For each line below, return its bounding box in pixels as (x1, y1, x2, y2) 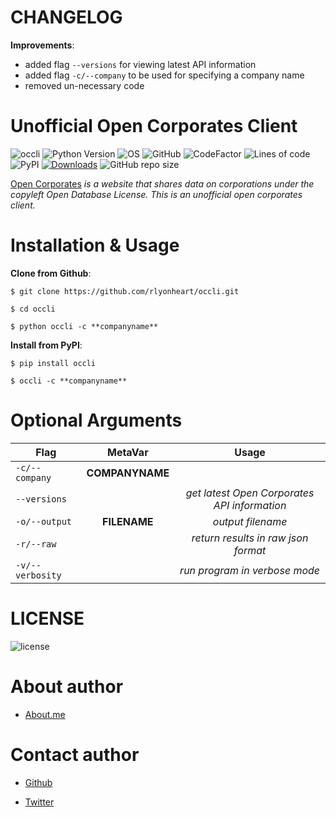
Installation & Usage (10, 234, 180, 257)
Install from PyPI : (10, 339, 83, 351)
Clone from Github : (10, 267, 92, 279)
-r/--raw (15, 538, 57, 550)
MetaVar (106, 445, 149, 459)
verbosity (15, 569, 62, 581)
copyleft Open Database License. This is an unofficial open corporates (10, 188, 303, 200)
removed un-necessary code (24, 79, 145, 91)
